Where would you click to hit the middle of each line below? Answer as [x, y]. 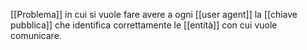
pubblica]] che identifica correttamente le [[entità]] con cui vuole [144, 25]
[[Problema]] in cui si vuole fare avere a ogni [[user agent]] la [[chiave [154, 14]
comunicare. [36, 35]
